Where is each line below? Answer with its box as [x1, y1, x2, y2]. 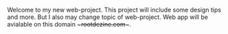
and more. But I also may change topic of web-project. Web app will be [7, 13, 208, 21]
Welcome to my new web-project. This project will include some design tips [7, 6, 222, 14]
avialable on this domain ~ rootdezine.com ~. [7, 20, 132, 28]
